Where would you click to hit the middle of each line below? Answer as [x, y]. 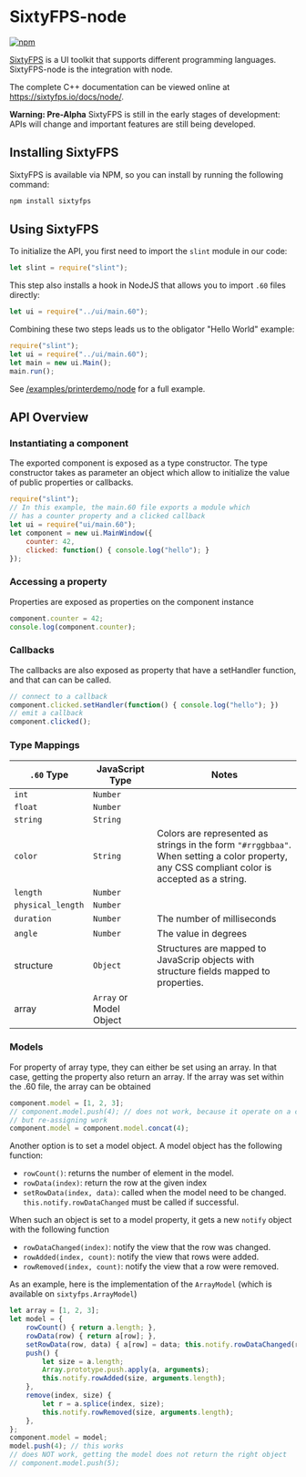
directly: [25, 295]
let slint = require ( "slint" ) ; [69, 268]
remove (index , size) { [69, 1396]
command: [30, 184]
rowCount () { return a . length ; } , [91, 1328]
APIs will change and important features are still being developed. [133, 124]
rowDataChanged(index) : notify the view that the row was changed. [147, 1247]
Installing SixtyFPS [64, 153]
